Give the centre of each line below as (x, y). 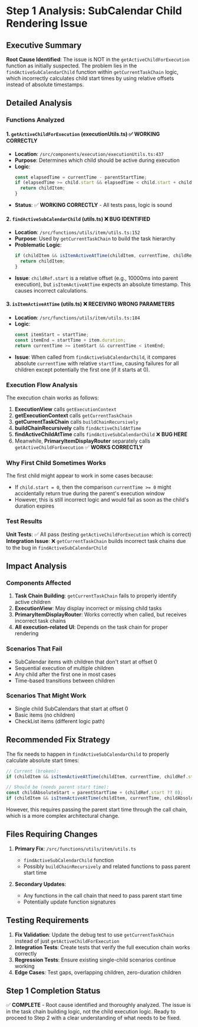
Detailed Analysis (39, 103)
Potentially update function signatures (70, 902)
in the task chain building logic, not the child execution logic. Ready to (91, 1012)
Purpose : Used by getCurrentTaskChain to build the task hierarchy (95, 239)
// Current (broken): (33, 771)
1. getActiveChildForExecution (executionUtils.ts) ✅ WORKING (83, 134)
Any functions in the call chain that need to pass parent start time (103, 895)
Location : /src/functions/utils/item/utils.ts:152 (77, 232)
